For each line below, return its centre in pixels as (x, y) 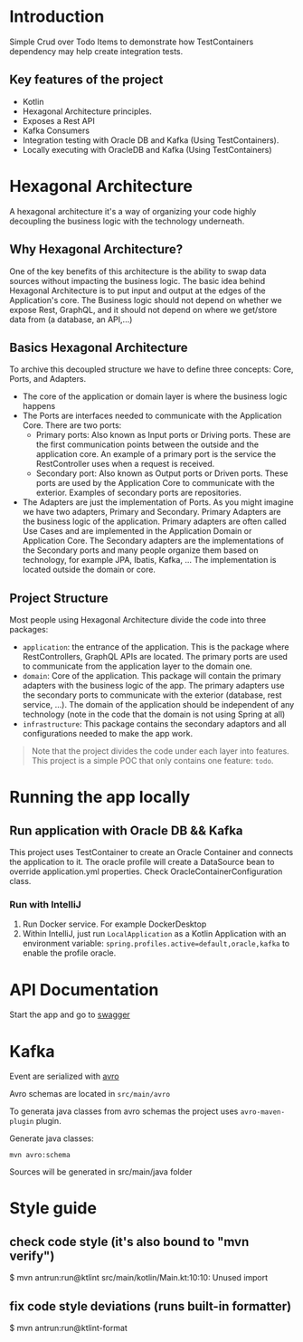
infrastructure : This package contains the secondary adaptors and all (154, 724)
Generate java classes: (52, 1138)
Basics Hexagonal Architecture (99, 347)
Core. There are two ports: (72, 425)
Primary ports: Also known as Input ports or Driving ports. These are (163, 435)
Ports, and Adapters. (48, 379)
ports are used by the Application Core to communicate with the (155, 483)
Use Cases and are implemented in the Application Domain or (137, 531)
